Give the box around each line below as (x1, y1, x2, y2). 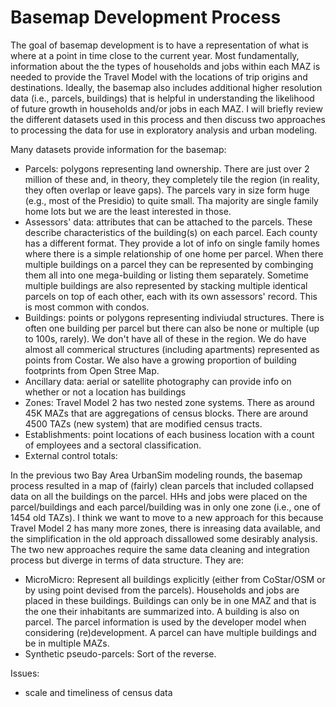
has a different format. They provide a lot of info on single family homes (24, 237, 320, 249)
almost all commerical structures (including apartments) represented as (24, 343, 320, 355)
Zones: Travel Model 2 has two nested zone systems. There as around (24, 396, 315, 408)
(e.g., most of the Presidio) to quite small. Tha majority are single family (24, 194, 319, 206)
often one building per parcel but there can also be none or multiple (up (24, 322, 320, 334)
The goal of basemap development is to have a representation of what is (10, 39, 309, 51)
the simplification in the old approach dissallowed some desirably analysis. (10, 532, 318, 545)
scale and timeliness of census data (24, 686, 173, 698)
